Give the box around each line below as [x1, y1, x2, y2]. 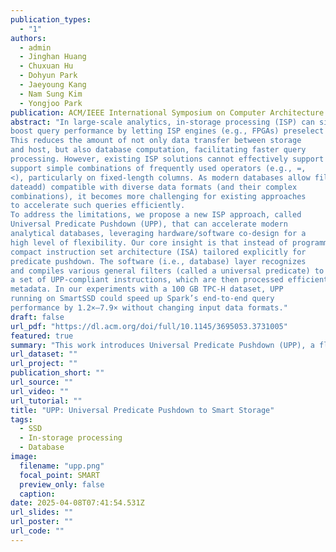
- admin [19, 42, 52, 53]
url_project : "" [10, 359, 78, 369]
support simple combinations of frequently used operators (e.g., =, [10, 163, 307, 173]
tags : [10, 414, 33, 425]
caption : [19, 489, 56, 499]
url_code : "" [10, 526, 65, 536]
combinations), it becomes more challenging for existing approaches [10, 191, 307, 201]
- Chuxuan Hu [19, 61, 74, 71]
